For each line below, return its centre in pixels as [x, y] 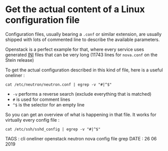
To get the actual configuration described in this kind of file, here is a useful [84, 70]
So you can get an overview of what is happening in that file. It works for [81, 115]
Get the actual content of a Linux [75, 9]
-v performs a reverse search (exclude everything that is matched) [82, 94]
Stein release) [20, 60]
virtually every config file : [32, 120]
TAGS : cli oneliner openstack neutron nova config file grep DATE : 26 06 [81, 138]
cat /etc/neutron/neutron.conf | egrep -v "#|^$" [59, 85]
